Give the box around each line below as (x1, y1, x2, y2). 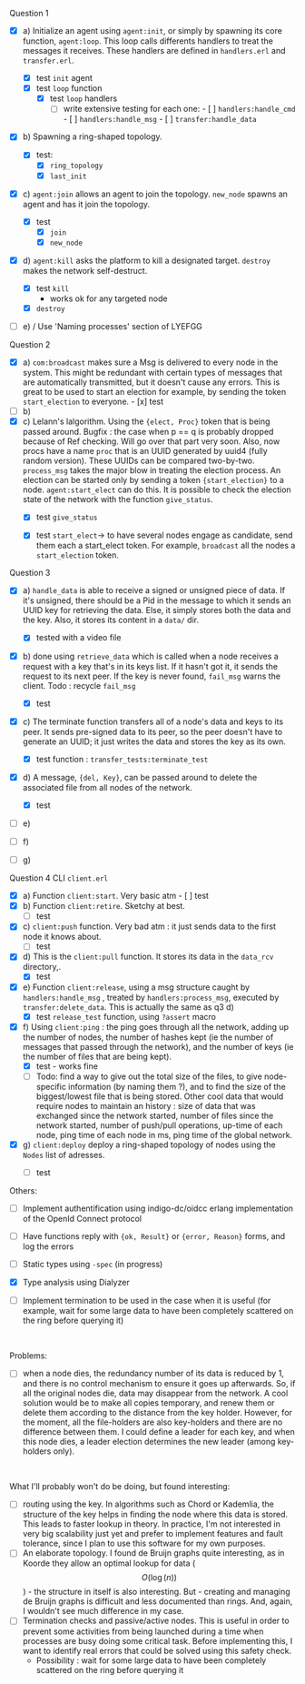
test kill (35, 282, 70, 294)
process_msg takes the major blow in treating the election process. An (22, 465, 281, 476)
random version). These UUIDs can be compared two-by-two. (22, 455, 256, 467)
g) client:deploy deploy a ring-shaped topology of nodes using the (22, 1139, 276, 1150)
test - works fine (35, 1060, 98, 1072)
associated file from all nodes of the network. (22, 781, 192, 792)
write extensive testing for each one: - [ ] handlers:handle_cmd (63, 104, 296, 115)
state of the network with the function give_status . (22, 494, 213, 505)
